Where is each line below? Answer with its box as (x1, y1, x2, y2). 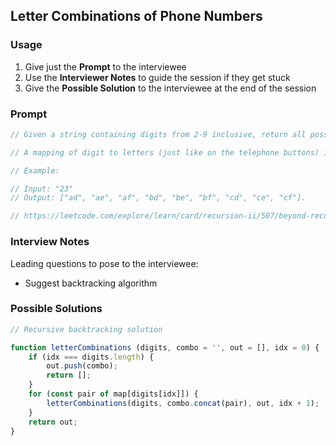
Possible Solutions (10, 302, 103, 316)
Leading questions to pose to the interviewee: (10, 257, 199, 269)
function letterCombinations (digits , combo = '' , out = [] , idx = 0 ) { (10, 342, 320, 353)
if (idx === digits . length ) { (28, 352, 155, 362)
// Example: (10, 165, 60, 176)
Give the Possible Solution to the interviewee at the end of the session (24, 82, 317, 94)
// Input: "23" (10, 184, 74, 194)
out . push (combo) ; (46, 361, 118, 371)
